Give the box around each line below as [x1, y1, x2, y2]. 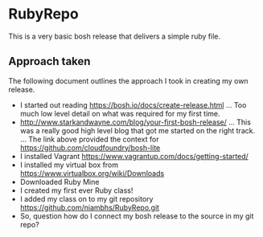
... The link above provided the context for [19, 134, 159, 144]
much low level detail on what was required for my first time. [19, 108, 220, 118]
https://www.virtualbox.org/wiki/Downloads [19, 168, 165, 178]
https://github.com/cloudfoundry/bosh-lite [19, 142, 161, 153]
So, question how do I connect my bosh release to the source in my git [19, 210, 254, 221]
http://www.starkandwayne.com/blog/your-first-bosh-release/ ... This [19, 117, 252, 127]
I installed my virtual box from [19, 160, 119, 170]
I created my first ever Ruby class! [19, 186, 134, 195]
